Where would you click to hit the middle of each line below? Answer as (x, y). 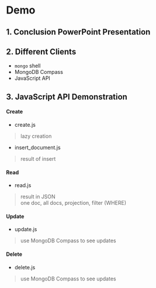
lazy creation (36, 136)
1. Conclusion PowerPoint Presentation (78, 32)
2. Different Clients (41, 51)
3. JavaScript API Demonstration (67, 96)
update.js (26, 229)
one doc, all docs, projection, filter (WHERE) (73, 203)
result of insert (38, 158)
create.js (25, 124)
